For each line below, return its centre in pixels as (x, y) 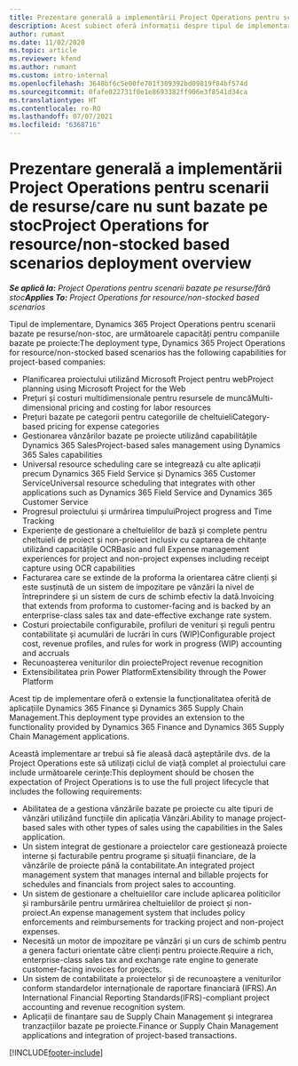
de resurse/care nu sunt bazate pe (139, 207)
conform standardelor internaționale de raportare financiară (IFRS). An (149, 988)
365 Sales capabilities (62, 454)
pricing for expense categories (103, 426)
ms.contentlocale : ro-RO (55, 108)
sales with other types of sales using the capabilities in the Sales (165, 827)
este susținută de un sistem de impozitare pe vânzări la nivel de (138, 587)
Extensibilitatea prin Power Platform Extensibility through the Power (144, 671)
